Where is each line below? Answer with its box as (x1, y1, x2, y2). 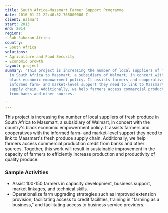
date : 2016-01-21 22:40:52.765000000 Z (5, 12, 88, 17)
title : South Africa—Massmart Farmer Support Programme (5, 7, 124, 13)
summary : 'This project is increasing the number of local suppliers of (5, 68, 160, 73)
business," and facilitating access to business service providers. (12, 201, 145, 208)
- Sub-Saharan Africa (5, 36, 50, 41)
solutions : (5, 49, 28, 54)
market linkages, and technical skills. (12, 186, 88, 192)
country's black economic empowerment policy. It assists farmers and (5, 125, 150, 131)
